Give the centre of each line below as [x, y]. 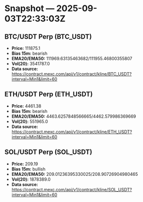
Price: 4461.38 [26, 106]
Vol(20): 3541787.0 [31, 64]
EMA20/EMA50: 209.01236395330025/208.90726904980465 [75, 174]
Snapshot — [29, 8]
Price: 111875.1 [26, 48]
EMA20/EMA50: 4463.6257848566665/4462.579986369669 [74, 116]
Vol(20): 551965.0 [30, 121]
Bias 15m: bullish [28, 169]
